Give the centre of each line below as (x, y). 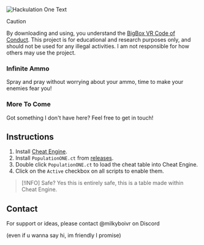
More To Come (28, 104)
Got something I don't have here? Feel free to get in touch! (80, 118)
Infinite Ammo (28, 69)
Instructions (30, 137)
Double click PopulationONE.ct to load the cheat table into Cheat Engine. (106, 165)
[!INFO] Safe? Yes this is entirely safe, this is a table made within (102, 183)
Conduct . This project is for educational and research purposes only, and (99, 40)
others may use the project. (41, 53)
